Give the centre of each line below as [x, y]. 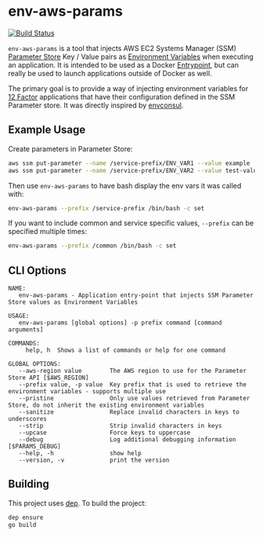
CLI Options [37, 270]
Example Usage [47, 130]
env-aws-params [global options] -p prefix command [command [120, 323]
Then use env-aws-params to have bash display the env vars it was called [125, 185]
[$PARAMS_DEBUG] [34, 447]
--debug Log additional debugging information [127, 440]
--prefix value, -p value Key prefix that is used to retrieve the [132, 385]
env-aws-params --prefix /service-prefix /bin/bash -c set [106, 208]
